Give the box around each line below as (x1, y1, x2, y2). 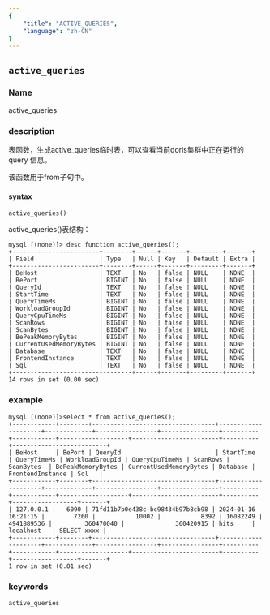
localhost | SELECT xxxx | (8, 527, 107, 535)
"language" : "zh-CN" (23, 27, 92, 35)
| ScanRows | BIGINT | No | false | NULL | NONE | (8, 319, 255, 327)
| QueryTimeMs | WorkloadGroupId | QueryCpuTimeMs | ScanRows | (8, 455, 230, 463)
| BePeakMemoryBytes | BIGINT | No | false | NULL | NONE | (8, 333, 255, 342)
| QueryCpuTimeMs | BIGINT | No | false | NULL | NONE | (8, 312, 255, 320)
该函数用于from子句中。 (8, 172, 88, 183)
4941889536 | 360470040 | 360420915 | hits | (8, 519, 255, 527)
